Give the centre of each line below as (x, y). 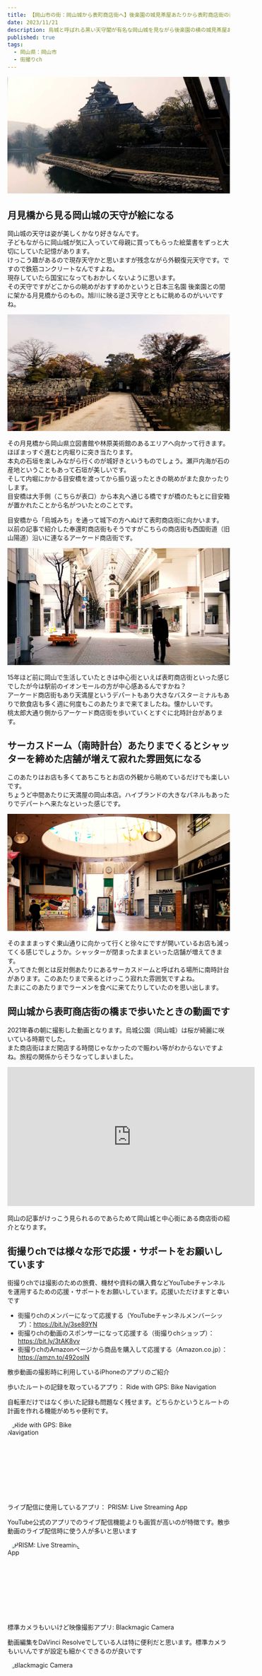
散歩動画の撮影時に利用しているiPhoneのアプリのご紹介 (89, 1372)
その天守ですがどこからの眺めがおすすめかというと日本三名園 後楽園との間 (117, 286)
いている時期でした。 (38, 1039)
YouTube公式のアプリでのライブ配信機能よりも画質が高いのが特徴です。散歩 (119, 1522)
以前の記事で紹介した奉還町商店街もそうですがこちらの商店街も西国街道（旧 (119, 529)
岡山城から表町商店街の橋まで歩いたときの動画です (119, 1011)
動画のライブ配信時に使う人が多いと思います (72, 1531)
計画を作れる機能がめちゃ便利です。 (60, 1411)
